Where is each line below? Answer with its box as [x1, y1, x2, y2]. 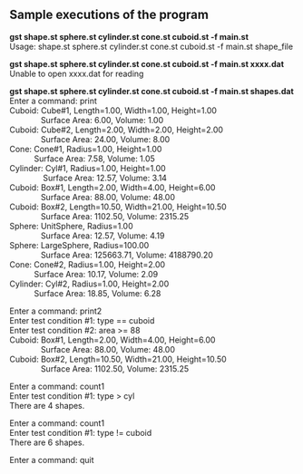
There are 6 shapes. [9, 437, 84, 448]
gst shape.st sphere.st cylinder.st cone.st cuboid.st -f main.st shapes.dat [9, 85, 295, 96]
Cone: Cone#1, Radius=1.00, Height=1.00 [9, 143, 162, 154]
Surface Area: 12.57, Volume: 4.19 [40, 230, 165, 241]
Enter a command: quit [9, 454, 94, 465]
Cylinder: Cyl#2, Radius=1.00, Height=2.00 [9, 278, 170, 289]
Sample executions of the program [9, 7, 209, 23]
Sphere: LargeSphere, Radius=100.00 [9, 239, 150, 250]
